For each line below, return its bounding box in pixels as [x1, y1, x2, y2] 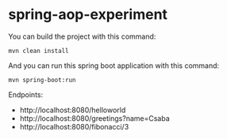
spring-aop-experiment [8, 6, 168, 24]
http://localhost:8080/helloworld [19, 105, 126, 115]
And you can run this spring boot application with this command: [8, 61, 220, 70]
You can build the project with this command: [8, 32, 156, 41]
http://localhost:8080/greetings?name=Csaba [19, 113, 171, 123]
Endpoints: [8, 89, 44, 100]
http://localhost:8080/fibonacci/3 [19, 122, 129, 131]
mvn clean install [8, 47, 69, 54]
